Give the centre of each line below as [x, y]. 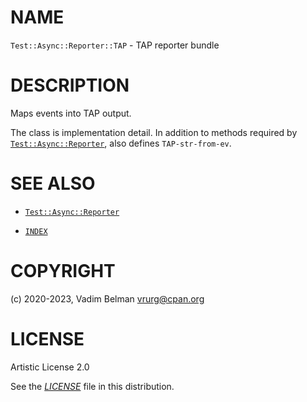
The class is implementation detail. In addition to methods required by [154, 132]
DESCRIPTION [70, 85]
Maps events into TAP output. [71, 113]
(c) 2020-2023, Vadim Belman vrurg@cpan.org [107, 298]
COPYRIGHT [63, 271]
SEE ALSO [53, 183]
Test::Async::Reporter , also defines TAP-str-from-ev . [121, 143]
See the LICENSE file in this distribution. [92, 386]
